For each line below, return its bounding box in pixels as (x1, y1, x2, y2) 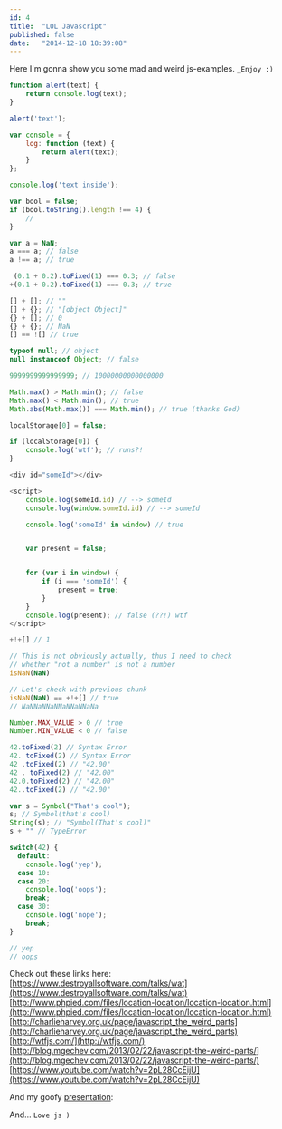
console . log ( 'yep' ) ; (25, 860, 103, 869)
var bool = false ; (9, 197, 79, 206)
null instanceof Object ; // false (9, 355, 140, 364)
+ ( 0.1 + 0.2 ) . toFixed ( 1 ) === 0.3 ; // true (9, 280, 172, 289)
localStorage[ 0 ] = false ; (9, 420, 107, 430)
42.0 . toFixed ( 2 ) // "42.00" (9, 777, 116, 786)
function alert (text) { (9, 81, 99, 91)
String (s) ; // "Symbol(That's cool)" (9, 818, 152, 827)
